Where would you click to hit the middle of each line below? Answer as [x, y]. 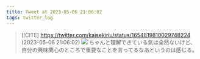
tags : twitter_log [30, 18]
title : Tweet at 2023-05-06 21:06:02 [54, 12]
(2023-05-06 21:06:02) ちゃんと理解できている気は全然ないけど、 [109, 42]
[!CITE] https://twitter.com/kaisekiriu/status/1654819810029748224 [106, 35]
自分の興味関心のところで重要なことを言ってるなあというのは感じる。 [109, 50]
